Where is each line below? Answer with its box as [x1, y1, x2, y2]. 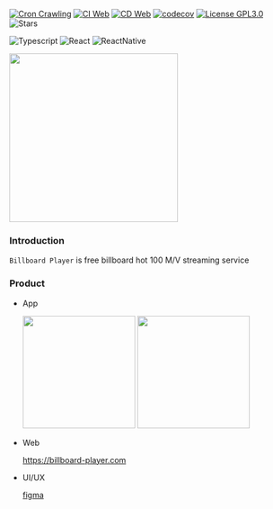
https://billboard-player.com [22, 454, 127, 465]
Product [9, 277, 46, 290]
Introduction [9, 234, 65, 246]
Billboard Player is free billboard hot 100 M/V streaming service [9, 254, 250, 265]
